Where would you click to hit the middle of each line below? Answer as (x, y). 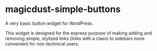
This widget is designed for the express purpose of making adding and (78, 33)
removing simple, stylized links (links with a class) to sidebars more (75, 38)
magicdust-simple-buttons (63, 9)
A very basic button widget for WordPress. (49, 23)
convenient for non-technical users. (42, 43)
